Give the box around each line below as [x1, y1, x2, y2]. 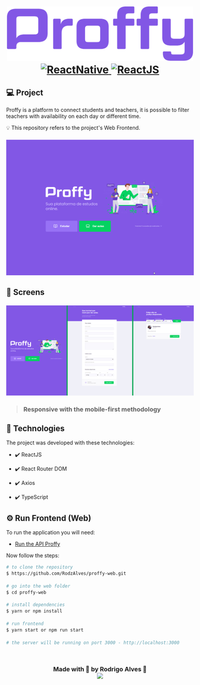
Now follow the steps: [6, 552, 60, 559]
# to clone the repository [6, 564, 73, 571]
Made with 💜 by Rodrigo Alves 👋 [53, 665, 147, 674]
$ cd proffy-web [6, 589, 46, 595]
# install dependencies [6, 602, 65, 608]
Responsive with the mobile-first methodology [23, 405, 161, 413]
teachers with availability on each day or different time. [6, 113, 141, 120]
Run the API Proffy [14, 540, 61, 547]
